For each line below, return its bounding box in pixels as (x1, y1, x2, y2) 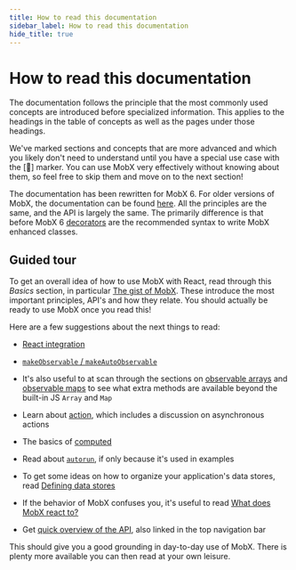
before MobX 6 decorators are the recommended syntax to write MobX (9, 217, 269, 228)
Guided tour (9, 252, 77, 267)
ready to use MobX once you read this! (9, 305, 152, 315)
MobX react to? (21, 507, 79, 517)
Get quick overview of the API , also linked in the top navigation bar (21, 525, 267, 535)
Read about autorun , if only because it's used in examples (21, 453, 235, 464)
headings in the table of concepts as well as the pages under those (9, 117, 255, 127)
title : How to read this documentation (9, 12, 157, 22)
